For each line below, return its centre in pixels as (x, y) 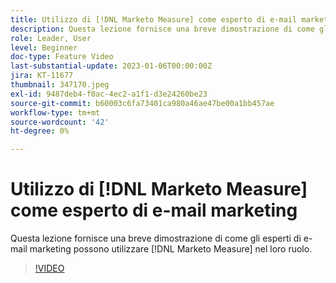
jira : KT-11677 (42, 76)
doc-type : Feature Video (62, 57)
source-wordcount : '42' (60, 122)
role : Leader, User (51, 38)
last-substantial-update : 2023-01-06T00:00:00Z (111, 66)
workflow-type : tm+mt (55, 112)
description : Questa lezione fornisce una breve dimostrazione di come (162, 29)
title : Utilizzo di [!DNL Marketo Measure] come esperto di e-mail (154, 19)
